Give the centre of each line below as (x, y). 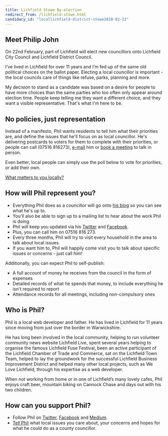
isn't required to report (36, 289)
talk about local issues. (36, 242)
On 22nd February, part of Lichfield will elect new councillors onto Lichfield (83, 52)
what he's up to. (29, 210)
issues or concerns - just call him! (47, 253)
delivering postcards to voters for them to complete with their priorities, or (82, 142)
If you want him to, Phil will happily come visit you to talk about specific (86, 248)
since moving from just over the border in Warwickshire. (63, 327)
